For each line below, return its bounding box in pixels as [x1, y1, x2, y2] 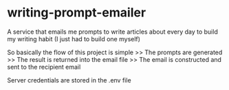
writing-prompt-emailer [7, 5, 146, 21]
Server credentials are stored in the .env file [7, 76, 132, 84]
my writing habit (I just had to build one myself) [7, 34, 141, 43]
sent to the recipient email [7, 63, 81, 71]
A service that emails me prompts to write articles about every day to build [7, 27, 218, 36]
